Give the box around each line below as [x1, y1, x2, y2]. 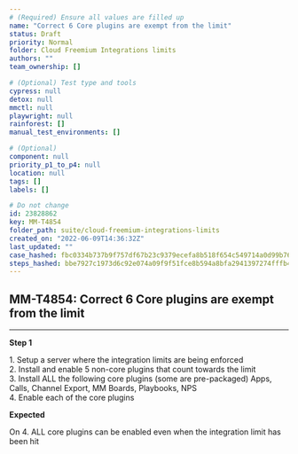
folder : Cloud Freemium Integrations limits [9, 46, 176, 55]
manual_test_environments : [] [9, 128, 122, 137]
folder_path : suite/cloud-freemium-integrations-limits [9, 226, 220, 235]
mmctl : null [9, 103, 53, 112]
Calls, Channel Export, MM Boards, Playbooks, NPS [9, 383, 198, 394]
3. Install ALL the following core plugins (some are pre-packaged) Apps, [9, 373, 272, 384]
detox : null [9, 95, 53, 104]
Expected [9, 410, 46, 420]
